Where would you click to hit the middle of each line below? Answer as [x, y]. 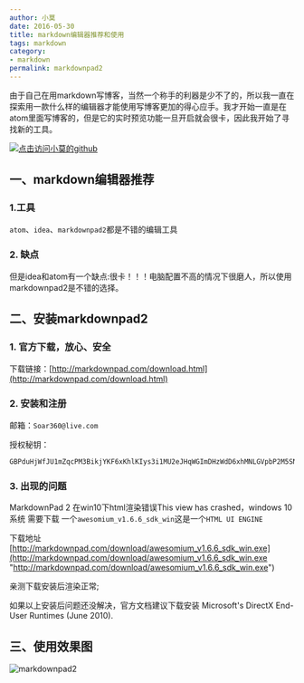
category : [28, 52]
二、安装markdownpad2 [79, 319]
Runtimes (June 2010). [71, 616]
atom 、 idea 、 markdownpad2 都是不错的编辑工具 [94, 229]
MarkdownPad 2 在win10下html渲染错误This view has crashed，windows [146, 507]
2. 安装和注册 [38, 404]
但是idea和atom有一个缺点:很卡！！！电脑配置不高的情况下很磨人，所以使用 [151, 276]
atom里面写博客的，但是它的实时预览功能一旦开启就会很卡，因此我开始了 [146, 118]
